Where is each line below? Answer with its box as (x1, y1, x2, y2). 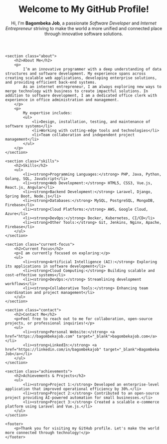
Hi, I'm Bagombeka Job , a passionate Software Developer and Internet (10, 20, 157, 26)
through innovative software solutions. (44, 31, 123, 37)
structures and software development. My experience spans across (5, 71, 146, 76)
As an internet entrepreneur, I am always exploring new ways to (23, 84, 162, 89)
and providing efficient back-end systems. (5, 80, 97, 85)
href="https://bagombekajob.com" (5, 334, 75, 339)
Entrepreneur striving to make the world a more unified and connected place (5, 25, 163, 31)
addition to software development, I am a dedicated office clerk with (5, 93, 157, 98)
